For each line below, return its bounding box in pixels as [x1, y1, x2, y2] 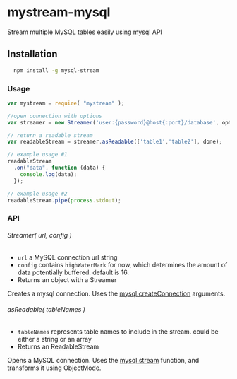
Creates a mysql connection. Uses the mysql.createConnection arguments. [7, 289, 226, 298]
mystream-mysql [7, 4, 111, 21]
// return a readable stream [7, 132, 93, 139]
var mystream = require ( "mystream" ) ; [7, 100, 125, 107]
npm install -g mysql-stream [13, 66, 99, 74]
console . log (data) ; [20, 170, 78, 177]
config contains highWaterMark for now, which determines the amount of [17, 260, 228, 269]
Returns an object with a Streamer [17, 275, 117, 284]
